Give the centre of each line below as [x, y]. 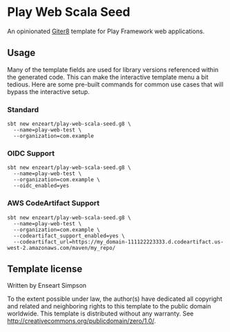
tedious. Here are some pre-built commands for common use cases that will [115, 84]
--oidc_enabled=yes [41, 186]
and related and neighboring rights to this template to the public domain [109, 306]
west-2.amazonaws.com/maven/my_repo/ [61, 248]
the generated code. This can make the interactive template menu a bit [108, 77]
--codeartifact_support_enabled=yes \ [69, 236]
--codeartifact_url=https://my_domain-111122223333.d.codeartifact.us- [119, 242]
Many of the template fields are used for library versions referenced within [113, 69]
